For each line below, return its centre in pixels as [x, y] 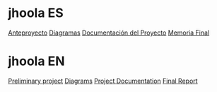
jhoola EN [37, 61]
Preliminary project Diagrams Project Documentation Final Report [103, 81]
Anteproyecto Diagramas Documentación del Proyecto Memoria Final [109, 33]
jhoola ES [36, 13]
